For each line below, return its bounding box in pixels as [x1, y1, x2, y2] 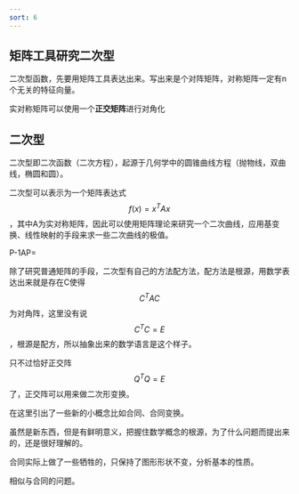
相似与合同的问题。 [9, 475, 80, 486]
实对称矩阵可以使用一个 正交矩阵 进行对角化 [9, 103, 166, 114]
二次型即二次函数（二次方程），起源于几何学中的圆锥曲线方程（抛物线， [9, 158, 271, 168]
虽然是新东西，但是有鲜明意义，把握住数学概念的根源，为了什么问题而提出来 [9, 426, 290, 437]
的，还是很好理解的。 [9, 437, 87, 448]
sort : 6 [9, 12, 38, 22]
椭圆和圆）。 [24, 168, 69, 179]
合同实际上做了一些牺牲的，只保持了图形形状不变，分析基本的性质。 [9, 456, 259, 467]
